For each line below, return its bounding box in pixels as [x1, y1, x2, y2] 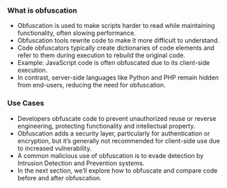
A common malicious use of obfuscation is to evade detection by [17, 151, 204, 159]
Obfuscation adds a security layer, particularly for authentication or [17, 129, 210, 138]
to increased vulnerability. [17, 144, 92, 152]
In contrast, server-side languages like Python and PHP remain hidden [17, 73, 219, 82]
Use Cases [7, 99, 45, 108]
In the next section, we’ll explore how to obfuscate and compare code [17, 166, 218, 175]
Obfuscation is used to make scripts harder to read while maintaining [17, 22, 215, 30]
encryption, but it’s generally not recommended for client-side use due [17, 136, 221, 145]
